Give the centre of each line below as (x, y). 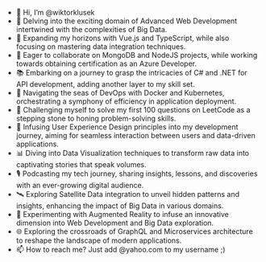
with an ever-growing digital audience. (80, 185)
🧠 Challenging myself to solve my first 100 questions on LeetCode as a (133, 110)
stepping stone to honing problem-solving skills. (96, 118)
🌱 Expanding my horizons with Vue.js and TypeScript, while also (123, 38)
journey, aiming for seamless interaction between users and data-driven (135, 135)
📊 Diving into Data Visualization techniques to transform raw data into (133, 153)
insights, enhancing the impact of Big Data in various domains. (120, 206)
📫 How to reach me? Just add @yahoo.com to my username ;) (121, 250)
